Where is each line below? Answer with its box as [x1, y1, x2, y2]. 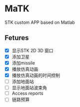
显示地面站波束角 [11, 85, 47, 91]
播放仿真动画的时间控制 [11, 72, 60, 78]
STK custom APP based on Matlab [4, 19, 75, 25]
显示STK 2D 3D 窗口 [11, 48, 54, 53]
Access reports [11, 90, 43, 97]
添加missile [11, 60, 35, 66]
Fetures [4, 34, 29, 42]
